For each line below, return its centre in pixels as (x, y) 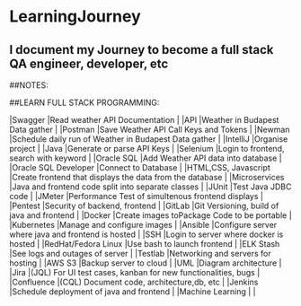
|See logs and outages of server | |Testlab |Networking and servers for (140, 254)
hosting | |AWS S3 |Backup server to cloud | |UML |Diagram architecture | (146, 263)
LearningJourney (75, 17)
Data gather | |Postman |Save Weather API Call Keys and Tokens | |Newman (150, 129)
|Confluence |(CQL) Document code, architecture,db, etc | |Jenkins (134, 282)
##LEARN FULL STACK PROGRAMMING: (84, 102)
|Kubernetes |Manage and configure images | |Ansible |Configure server (143, 225)
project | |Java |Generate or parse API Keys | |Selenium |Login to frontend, (147, 149)
